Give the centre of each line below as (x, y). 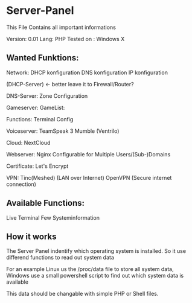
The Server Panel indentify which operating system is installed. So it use (96, 251)
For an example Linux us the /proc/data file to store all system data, (90, 269)
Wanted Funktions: (43, 58)
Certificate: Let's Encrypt (37, 166)
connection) (21, 184)
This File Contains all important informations (61, 27)
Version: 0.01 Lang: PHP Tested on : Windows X (66, 39)
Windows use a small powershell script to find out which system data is (95, 276)
